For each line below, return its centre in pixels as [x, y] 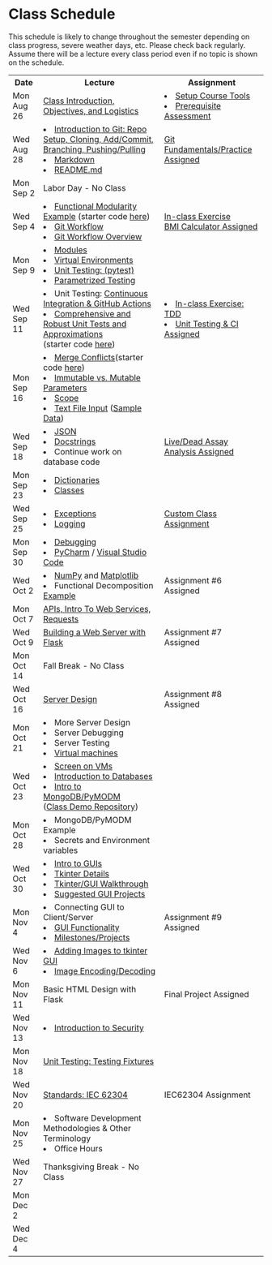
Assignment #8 [193, 694]
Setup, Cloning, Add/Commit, [98, 139]
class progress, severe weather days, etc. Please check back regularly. [127, 45]
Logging [70, 523]
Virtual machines [86, 753]
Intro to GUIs [78, 863]
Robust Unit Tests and [85, 324]
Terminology [67, 1138]
